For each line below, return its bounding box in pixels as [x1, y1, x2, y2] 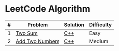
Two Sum [15, 29, 38, 36]
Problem [27, 21, 48, 28]
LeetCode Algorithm [5, 3, 91, 15]
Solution [64, 21, 85, 28]
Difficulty [89, 21, 112, 28]
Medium [89, 38, 108, 45]
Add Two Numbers [15, 38, 59, 45]
